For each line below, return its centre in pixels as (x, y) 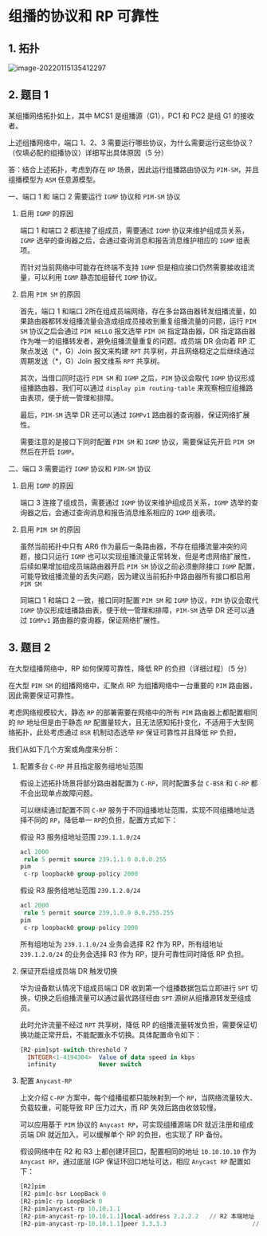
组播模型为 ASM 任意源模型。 (54, 179)
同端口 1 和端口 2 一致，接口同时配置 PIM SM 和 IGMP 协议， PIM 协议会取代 (139, 600)
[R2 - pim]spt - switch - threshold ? (73, 1049)
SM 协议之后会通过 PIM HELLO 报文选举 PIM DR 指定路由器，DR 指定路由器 (138, 331)
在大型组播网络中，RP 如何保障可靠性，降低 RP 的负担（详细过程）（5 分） (130, 668)
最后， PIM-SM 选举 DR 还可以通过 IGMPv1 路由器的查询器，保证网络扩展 (135, 415)
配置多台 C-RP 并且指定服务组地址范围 (81, 766)
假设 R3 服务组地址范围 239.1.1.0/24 (80, 836)
